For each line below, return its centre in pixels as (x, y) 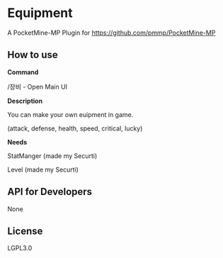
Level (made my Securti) (43, 169)
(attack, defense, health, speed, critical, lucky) (75, 128)
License (25, 231)
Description (25, 101)
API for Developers (50, 192)
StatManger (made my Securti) (52, 156)
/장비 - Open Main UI (38, 86)
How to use (33, 55)
